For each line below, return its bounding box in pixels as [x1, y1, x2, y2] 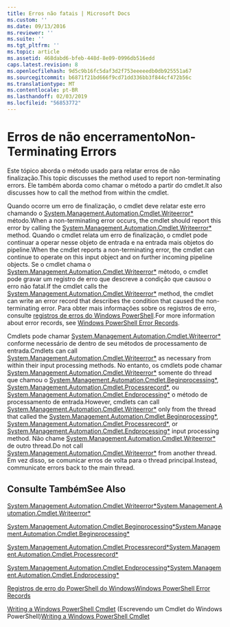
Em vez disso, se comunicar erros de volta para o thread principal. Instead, [7, 456, 218, 464]
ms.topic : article [7, 49, 60, 56]
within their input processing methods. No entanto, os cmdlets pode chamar [7, 361, 222, 369]
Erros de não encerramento [7, 129, 167, 145]
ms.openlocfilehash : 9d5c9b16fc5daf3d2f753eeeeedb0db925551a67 [7, 67, 192, 74]
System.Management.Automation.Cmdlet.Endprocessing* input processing [7, 427, 220, 435]
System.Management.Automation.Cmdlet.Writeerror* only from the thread [7, 405, 216, 413]
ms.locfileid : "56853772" [7, 100, 81, 107]
